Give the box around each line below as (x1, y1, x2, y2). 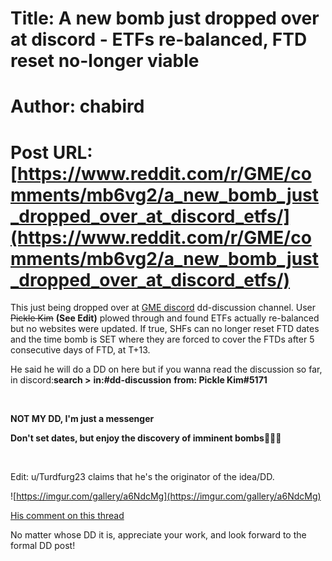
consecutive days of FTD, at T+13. (10, 344, 151, 356)
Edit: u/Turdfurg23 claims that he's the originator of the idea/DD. (10, 471, 275, 483)
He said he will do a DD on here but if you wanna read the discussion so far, (10, 363, 323, 376)
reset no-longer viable (10, 50, 200, 72)
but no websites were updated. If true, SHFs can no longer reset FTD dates (10, 323, 320, 335)
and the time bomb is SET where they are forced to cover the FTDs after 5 (10, 333, 315, 346)
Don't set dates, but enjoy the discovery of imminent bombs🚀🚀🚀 (10, 432, 282, 444)
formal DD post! (10, 540, 76, 552)
